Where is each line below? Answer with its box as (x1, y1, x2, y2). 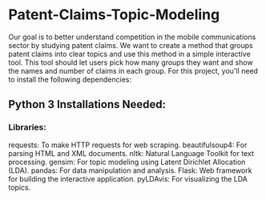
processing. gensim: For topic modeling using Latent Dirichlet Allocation (8, 157, 246, 166)
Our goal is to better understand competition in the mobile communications (8, 32, 256, 42)
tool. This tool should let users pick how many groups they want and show (8, 58, 254, 67)
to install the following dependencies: (8, 74, 132, 84)
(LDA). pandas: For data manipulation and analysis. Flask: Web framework (8, 166, 252, 175)
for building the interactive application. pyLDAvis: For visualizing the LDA (8, 174, 248, 183)
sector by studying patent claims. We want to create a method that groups (8, 40, 254, 50)
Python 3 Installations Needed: (8, 98, 167, 111)
